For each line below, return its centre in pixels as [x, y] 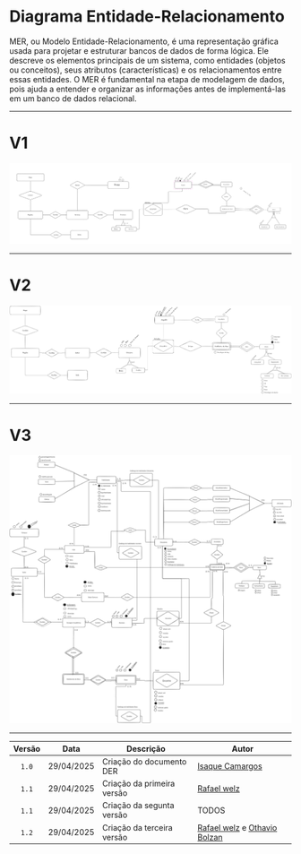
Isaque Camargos [230, 766]
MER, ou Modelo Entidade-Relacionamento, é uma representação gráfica [144, 41]
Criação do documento [144, 761]
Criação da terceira [137, 827]
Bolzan [210, 837]
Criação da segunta [138, 806]
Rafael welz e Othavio [237, 827]
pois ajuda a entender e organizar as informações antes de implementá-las [148, 89]
